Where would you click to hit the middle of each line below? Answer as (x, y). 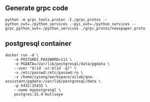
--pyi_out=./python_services (100, 24)
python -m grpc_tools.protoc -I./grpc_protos (53, 19)
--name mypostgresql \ (37, 90)
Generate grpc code (37, 8)
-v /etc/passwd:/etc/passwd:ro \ (49, 72)
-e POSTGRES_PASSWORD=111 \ (43, 59)
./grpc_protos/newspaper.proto (113, 28)
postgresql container (38, 44)
